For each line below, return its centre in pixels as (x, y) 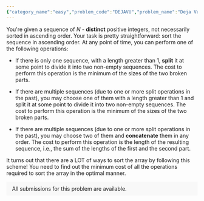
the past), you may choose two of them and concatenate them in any (102, 135)
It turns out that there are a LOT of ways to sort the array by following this (98, 160)
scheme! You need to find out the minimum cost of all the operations (92, 166)
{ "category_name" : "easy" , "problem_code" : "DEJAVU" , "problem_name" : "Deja (99, 12)
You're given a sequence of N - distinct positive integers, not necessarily (98, 29)
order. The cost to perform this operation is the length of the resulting (102, 142)
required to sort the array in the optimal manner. (66, 173)
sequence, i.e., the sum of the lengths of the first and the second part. (103, 148)
